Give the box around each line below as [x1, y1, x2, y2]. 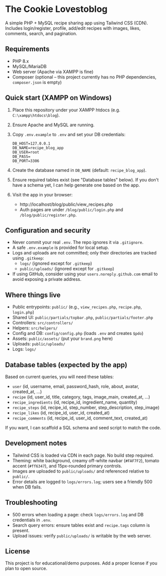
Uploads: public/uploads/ [12, 341, 65, 347]
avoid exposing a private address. [12, 276, 82, 282]
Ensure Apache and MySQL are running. [12, 122, 95, 128]
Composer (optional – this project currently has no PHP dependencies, [12, 74, 157, 80]
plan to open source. [5, 566, 48, 572]
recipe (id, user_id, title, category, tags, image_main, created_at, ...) [12, 394, 150, 400]
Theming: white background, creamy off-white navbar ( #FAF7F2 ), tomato [12, 457, 160, 463]
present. [12, 527, 30, 533]
